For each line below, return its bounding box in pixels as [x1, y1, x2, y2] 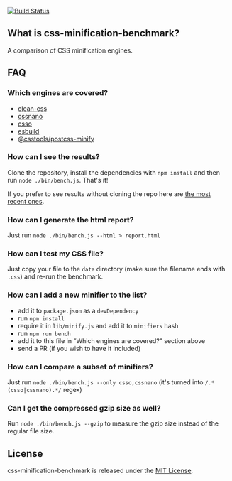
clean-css [17, 104, 48, 113]
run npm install [17, 313, 65, 323]
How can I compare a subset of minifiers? [7, 362, 154, 372]
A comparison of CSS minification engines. [7, 46, 133, 55]
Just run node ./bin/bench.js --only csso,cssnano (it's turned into [7, 377, 204, 387]
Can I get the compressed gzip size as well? [7, 403, 161, 413]
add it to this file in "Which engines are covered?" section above [17, 336, 206, 345]
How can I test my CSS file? [7, 249, 104, 259]
